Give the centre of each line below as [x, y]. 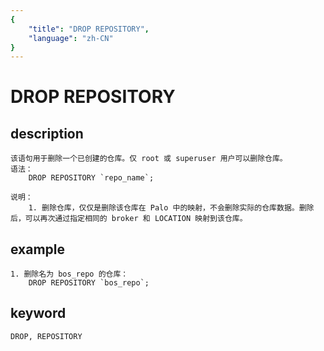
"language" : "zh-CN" [71, 38]
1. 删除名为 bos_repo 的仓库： [69, 274]
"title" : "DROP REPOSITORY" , [89, 29]
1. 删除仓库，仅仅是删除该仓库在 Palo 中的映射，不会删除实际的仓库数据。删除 [171, 208]
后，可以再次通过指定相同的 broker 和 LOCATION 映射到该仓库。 [129, 219]
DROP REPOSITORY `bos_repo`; [89, 283]
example [38, 249]
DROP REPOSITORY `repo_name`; [91, 178]
